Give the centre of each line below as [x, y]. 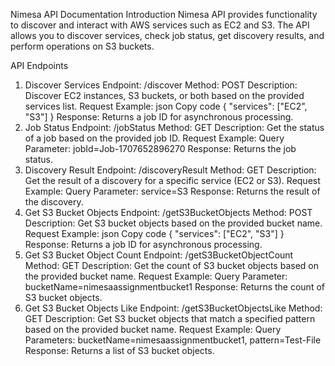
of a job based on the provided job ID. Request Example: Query [154, 138]
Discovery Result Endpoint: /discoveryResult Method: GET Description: [170, 170]
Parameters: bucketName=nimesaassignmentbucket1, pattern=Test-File [173, 340]
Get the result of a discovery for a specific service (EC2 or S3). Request [172, 180]
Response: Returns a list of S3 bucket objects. [119, 350]
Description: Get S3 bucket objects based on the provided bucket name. [173, 223]
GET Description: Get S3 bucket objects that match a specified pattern [170, 318]
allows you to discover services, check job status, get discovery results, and [167, 35]
